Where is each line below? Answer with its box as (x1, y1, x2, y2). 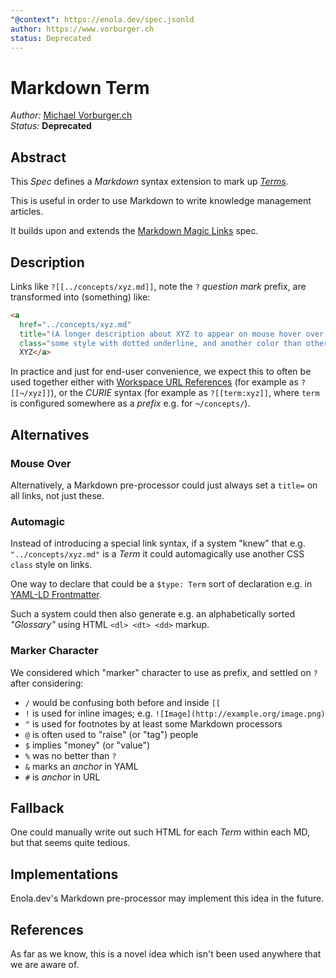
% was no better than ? (24, 749, 117, 761)
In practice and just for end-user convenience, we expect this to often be (10, 366, 312, 378)
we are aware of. (10, 959, 80, 971)
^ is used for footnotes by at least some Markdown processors (24, 717, 283, 730)
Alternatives (10, 426, 90, 443)
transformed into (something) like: (10, 291, 151, 303)
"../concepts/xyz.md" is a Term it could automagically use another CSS (10, 548, 305, 560)
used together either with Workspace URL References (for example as (10, 376, 299, 388)
